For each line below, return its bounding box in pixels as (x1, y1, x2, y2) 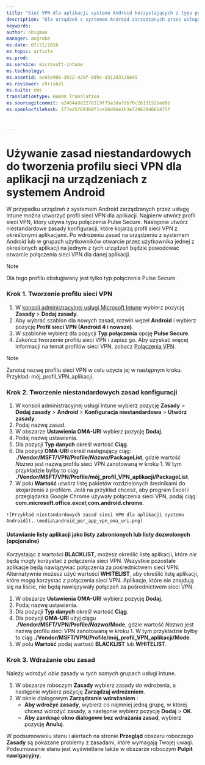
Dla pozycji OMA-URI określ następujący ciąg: (15, 448, 132, 455)
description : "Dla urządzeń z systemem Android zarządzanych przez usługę (6, 16, 201, 23)
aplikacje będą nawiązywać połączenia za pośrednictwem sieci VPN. (6, 564, 180, 571)
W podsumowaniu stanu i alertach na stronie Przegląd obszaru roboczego (6, 732, 193, 739)
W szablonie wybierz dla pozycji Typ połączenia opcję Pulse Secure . (15, 330, 190, 337)
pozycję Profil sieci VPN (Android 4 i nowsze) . (15, 323, 134, 330)
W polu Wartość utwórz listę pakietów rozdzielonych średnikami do (15, 480, 185, 487)
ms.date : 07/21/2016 (6, 42, 59, 48)
